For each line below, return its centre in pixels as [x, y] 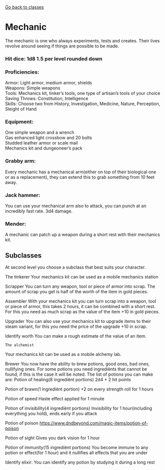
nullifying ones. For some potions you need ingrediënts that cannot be [76, 369]
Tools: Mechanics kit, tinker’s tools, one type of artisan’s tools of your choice [83, 93]
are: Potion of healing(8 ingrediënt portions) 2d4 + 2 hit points [68, 380]
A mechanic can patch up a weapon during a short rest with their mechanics [82, 235]
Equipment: [19, 122]
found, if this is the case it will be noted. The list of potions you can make [79, 374]
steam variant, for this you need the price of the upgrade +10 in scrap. [76, 327]
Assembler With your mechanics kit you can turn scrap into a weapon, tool [81, 301]
